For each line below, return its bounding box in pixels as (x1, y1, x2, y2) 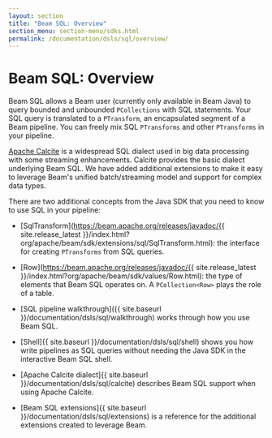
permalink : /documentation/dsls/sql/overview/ (8, 34, 169, 43)
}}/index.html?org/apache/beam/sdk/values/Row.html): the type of (19, 271, 243, 281)
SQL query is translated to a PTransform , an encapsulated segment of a (8, 114, 246, 123)
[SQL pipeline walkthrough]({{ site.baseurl (19, 304, 162, 314)
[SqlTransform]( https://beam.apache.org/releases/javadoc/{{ (19, 221, 225, 231)
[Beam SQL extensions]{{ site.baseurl (19, 403, 147, 413)
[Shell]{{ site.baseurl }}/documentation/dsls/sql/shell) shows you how (19, 337, 254, 347)
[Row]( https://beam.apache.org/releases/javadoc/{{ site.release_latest (19, 263, 257, 273)
